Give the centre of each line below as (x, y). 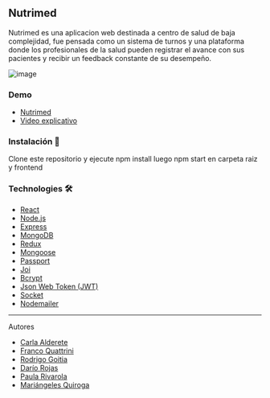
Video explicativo (49, 121)
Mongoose (38, 252)
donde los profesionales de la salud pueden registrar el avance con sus (127, 49)
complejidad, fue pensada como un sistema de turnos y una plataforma (127, 41)
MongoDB (37, 235)
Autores (21, 326)
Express (33, 226)
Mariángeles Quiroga (55, 384)
